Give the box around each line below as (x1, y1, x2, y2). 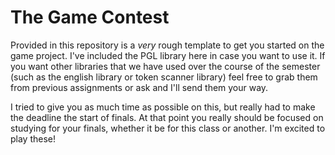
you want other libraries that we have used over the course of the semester (10, 60, 321, 72)
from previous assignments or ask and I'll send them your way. (10, 81, 269, 93)
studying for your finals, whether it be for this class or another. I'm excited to (10, 122, 326, 134)
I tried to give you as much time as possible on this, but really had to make (10, 101, 316, 113)
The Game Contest (10, 6, 170, 29)
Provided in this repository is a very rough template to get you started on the (10, 39, 325, 51)
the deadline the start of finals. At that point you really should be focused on (10, 111, 324, 123)
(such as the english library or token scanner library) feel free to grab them (10, 71, 318, 83)
